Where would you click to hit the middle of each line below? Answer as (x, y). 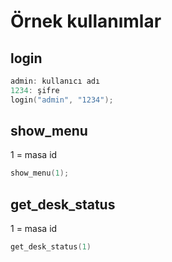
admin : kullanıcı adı (55, 81)
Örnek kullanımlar (86, 21)
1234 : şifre (35, 90)
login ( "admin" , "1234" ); (62, 100)
